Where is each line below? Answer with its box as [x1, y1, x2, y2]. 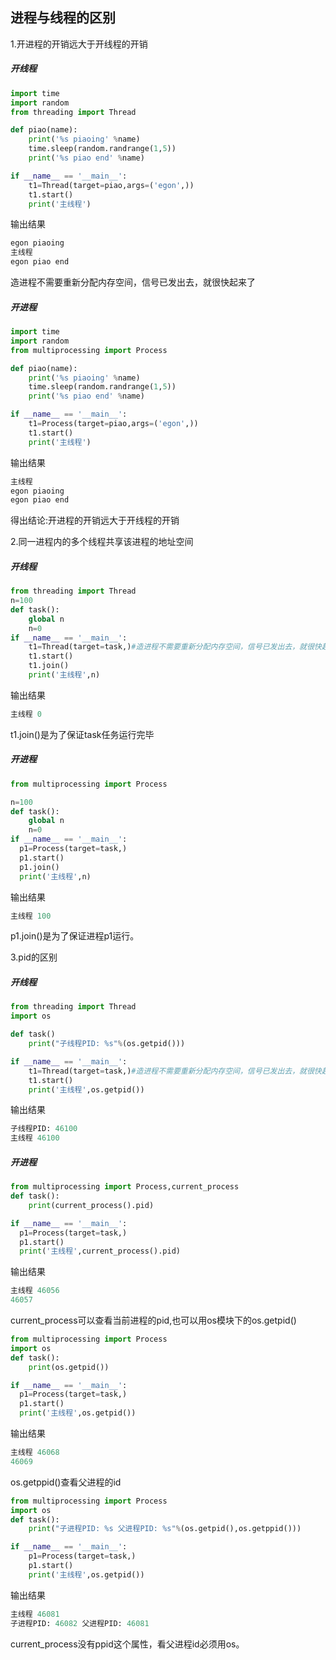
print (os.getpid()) [28, 1362, 110, 1372]
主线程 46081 [10, 1609, 60, 1619]
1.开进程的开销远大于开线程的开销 [10, 38, 148, 50]
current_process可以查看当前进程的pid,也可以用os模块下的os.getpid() [10, 1314, 297, 1326]
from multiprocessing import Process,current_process [10, 1182, 240, 1192]
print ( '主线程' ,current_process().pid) [19, 1246, 181, 1257]
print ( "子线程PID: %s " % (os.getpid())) [28, 1039, 186, 1049]
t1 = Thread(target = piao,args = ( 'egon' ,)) [28, 180, 195, 190]
